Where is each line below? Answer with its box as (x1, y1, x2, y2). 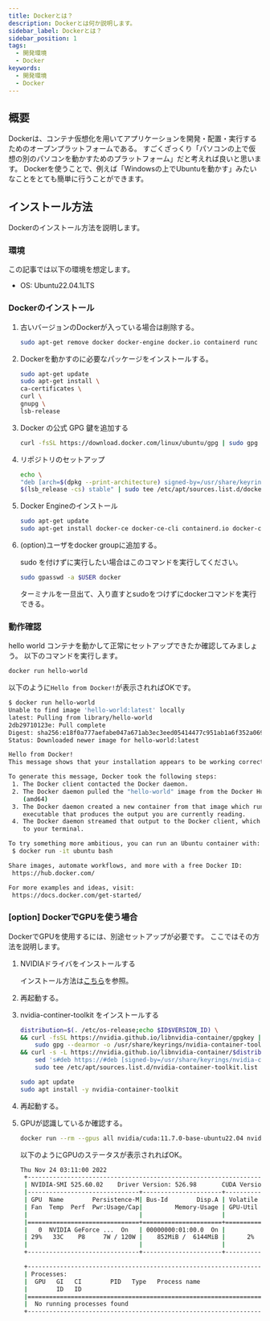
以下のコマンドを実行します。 (23, 651, 122, 661)
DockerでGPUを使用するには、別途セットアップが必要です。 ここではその (8, 931, 253, 941)
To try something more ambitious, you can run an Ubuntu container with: (8, 840, 261, 848)
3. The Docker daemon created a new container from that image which (11, 803, 250, 811)
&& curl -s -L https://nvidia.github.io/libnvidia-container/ (19, 1048, 233, 1057)
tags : (8, 42, 27, 50)
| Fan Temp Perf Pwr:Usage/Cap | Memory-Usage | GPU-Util (23, 1203, 259, 1212)
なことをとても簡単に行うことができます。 (8, 174, 149, 184)
